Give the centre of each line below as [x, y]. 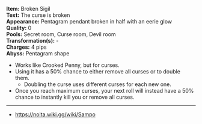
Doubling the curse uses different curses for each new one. [97, 84]
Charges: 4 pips [26, 47]
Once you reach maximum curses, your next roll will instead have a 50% [104, 91]
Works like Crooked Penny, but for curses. [67, 65]
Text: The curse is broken [38, 15]
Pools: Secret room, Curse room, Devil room [61, 34]
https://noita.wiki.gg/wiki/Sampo [55, 114]
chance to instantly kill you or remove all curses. [75, 97]
